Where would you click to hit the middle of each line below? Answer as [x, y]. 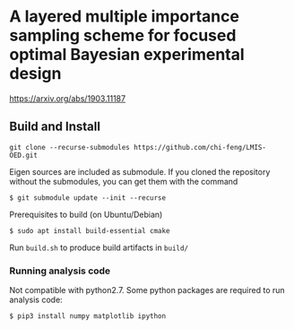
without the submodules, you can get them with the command [124, 181]
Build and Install [55, 127]
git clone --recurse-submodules [69, 147]
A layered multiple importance [125, 17]
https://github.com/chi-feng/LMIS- [200, 147]
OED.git [24, 155]
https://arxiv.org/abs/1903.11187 [68, 98]
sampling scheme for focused [123, 35]
